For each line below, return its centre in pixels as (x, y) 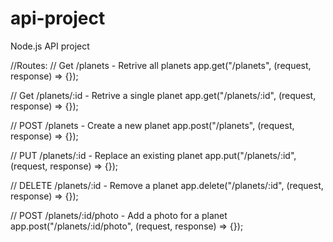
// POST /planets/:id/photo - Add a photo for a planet (119, 215)
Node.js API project (50, 46)
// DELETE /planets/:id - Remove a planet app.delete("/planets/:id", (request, (167, 185)
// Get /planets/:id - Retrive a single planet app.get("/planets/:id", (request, (163, 95)
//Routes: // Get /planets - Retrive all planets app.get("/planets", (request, (161, 65)
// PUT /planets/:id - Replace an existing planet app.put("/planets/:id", (153, 155)
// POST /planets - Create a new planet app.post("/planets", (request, (152, 125)
